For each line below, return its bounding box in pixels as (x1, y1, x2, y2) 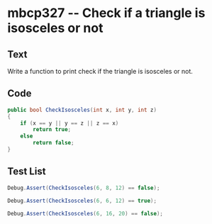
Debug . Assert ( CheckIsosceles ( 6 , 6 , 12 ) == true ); (7, 197, 157, 204)
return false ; (33, 140, 74, 147)
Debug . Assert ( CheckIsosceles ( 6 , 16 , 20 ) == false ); (7, 210, 163, 217)
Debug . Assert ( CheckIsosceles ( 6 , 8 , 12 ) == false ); (7, 184, 160, 191)
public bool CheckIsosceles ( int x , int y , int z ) (7, 106, 157, 113)
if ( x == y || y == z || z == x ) (20, 119, 119, 127)
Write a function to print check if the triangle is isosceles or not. (7, 67, 194, 75)
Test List (7, 165, 46, 178)
